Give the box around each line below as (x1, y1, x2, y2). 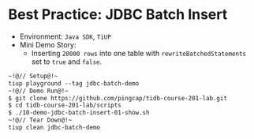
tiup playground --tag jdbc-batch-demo (8, 79, 140, 88)
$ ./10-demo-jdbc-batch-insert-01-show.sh (8, 109, 150, 117)
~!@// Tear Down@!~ (8, 116, 73, 124)
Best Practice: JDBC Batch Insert (8, 6, 228, 24)
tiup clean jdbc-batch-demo (8, 124, 101, 132)
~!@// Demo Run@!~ (8, 87, 69, 95)
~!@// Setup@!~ (8, 72, 58, 80)
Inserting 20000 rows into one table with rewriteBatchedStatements (31, 48, 247, 58)
